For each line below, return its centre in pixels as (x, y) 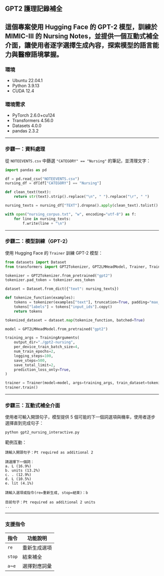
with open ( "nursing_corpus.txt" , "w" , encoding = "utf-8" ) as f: (71, 214)
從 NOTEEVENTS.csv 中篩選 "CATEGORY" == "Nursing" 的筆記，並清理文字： (78, 161)
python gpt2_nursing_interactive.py (42, 432)
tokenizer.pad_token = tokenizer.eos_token (50, 280)
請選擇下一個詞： (20, 462)
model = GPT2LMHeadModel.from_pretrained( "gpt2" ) (57, 329)
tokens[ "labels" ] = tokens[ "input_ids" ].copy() (63, 307)
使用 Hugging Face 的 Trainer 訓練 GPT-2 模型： (54, 253)
